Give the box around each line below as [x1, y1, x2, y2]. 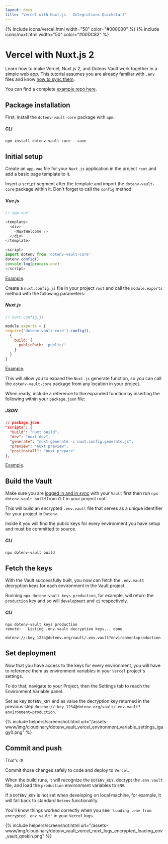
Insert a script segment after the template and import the [5, 181, 125, 187]
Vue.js [5, 197, 19, 203]
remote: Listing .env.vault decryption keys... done [5, 626, 123, 631]
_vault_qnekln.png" [5, 833, 45, 839]
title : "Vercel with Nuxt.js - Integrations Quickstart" [5, 12, 127, 17]
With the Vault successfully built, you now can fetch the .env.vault [5, 577, 144, 584]
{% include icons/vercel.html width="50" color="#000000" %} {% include [5, 26, 159, 32]
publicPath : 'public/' [18, 342, 66, 347]
